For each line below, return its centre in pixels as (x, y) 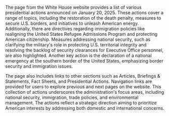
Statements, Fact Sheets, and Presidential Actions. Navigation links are (79, 81)
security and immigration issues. (39, 66)
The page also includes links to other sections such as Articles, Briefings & (83, 76)
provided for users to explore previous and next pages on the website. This (83, 87)
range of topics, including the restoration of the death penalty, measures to (83, 18)
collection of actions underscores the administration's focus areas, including (85, 92)
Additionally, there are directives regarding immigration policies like (75, 29)
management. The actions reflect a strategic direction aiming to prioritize (81, 103)
